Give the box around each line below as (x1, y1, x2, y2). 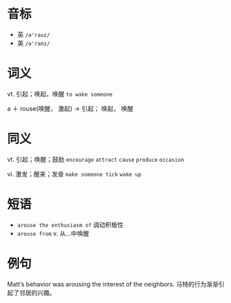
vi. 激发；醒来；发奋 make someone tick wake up (7, 169, 141, 178)
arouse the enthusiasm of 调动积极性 (17, 220, 124, 229)
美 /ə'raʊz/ (17, 39, 50, 47)
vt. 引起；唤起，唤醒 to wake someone (7, 90, 112, 98)
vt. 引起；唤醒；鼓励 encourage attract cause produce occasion (7, 155, 185, 163)
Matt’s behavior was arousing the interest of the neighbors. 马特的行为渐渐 (7, 280, 219, 288)
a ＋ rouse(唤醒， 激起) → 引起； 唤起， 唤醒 (7, 104, 134, 112)
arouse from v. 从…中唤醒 (17, 229, 90, 238)
